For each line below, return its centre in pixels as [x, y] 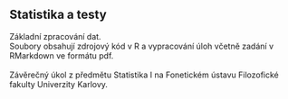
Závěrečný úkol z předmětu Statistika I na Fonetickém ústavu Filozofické [144, 75]
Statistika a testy [58, 15]
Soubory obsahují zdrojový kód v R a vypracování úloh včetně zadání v [142, 46]
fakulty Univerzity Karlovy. [59, 84]
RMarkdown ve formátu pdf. [62, 55]
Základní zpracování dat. [55, 36]
